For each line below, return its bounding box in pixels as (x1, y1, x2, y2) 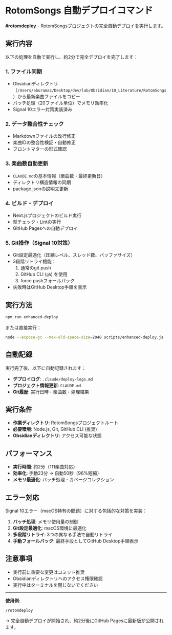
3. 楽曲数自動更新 (5, 160, 49, 167)
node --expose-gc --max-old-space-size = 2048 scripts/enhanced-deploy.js (5, 335, 164, 340)
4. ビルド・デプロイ (5, 199, 54, 207)
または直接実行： (5, 324, 41, 331)
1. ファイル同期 (5, 68, 42, 75)
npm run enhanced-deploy (5, 315, 58, 320)
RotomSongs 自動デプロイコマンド (5, 5, 153, 16)
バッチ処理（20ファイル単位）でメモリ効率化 (12, 100, 109, 106)
